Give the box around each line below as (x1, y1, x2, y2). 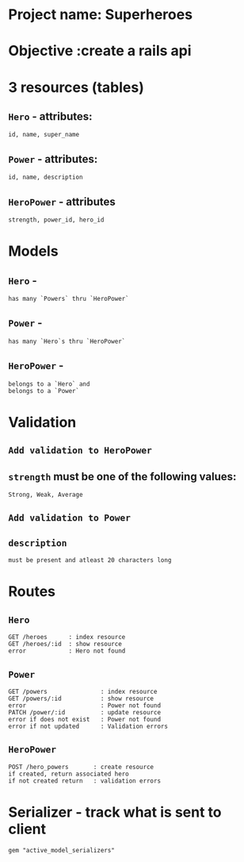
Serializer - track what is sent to (8, 803, 222, 822)
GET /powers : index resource (8, 688, 158, 696)
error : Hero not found (8, 647, 126, 656)
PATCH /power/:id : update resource (8, 709, 161, 717)
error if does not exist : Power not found (8, 716, 161, 724)
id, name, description (8, 173, 83, 182)
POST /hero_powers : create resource (8, 763, 154, 771)
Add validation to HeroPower (8, 444, 153, 456)
